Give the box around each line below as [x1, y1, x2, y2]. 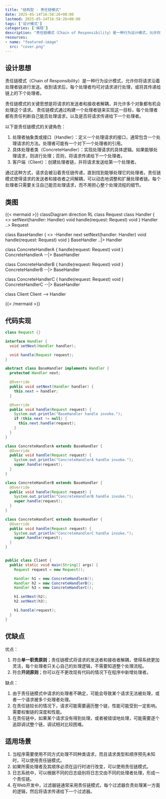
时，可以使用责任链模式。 [12, 757, 65, 763]
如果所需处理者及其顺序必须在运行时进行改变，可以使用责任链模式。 [12, 764, 151, 770]
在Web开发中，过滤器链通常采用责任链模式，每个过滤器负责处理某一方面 [12, 782, 161, 788]
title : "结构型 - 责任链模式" [5, 7, 62, 12]
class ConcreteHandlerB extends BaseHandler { [5, 480, 103, 485]
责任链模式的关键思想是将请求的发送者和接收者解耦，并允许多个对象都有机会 [5, 101, 161, 107]
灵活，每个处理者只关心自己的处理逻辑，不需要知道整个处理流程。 [12, 663, 147, 669]
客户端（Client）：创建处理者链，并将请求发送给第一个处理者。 [12, 159, 139, 165]
